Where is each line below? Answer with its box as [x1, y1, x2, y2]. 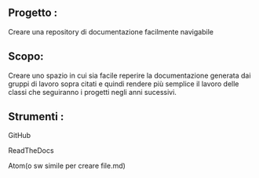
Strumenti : [8, 110, 64, 124]
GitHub [8, 131, 31, 140]
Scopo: [8, 50, 45, 64]
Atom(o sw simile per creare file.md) [8, 161, 126, 171]
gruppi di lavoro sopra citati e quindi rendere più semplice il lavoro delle [8, 78, 239, 89]
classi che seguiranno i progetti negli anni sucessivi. [8, 87, 177, 96]
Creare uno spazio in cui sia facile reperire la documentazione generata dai [8, 71, 251, 80]
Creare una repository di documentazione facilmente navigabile [8, 27, 214, 36]
